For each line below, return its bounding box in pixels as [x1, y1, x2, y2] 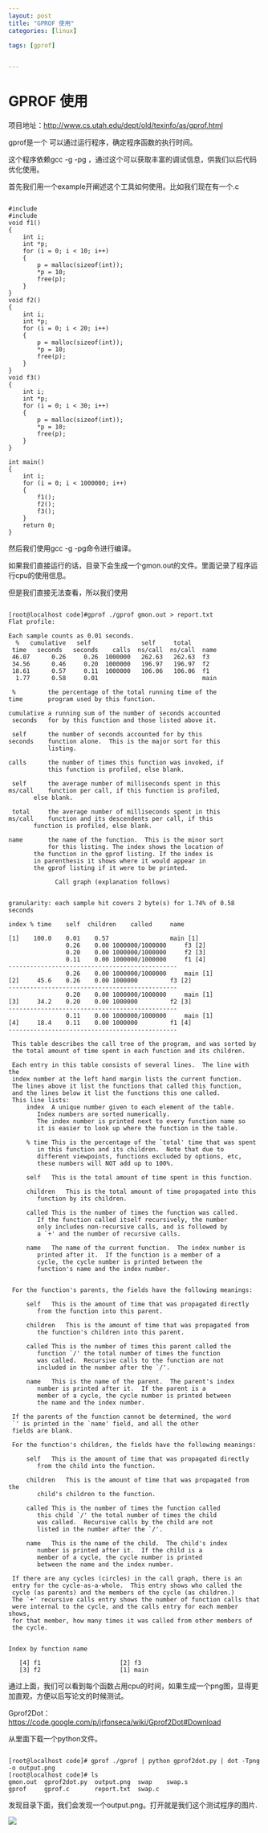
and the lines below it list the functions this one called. [11, 1089, 221, 1097]
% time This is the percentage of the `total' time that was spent [26, 1138, 257, 1146]
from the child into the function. [37, 1462, 156, 1470]
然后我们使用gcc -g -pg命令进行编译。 [8, 543, 136, 553]
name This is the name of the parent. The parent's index [26, 1378, 235, 1386]
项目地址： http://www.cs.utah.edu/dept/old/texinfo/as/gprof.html [8, 121, 223, 130]
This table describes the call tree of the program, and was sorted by [11, 1040, 257, 1048]
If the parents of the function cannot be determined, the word [11, 1413, 231, 1421]
